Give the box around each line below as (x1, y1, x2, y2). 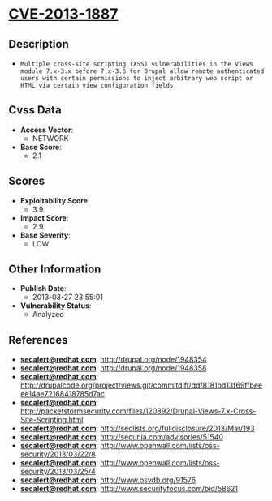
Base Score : (19, 142, 63, 152)
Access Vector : (19, 125, 74, 135)
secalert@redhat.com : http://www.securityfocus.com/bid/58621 (19, 484, 238, 494)
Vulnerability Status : (19, 301, 92, 310)
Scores (8, 174, 45, 188)
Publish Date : (19, 284, 67, 293)
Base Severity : (19, 230, 71, 240)
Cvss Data (8, 103, 63, 118)
